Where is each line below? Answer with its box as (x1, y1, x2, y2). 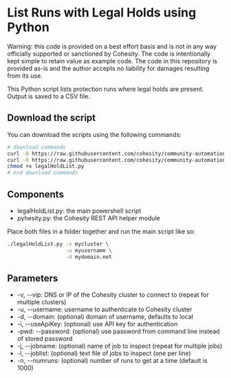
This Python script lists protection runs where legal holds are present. (7, 85, 204, 93)
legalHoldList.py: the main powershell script (16, 207, 142, 215)
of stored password (16, 335, 73, 343)
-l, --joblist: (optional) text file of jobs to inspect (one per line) (16, 349, 191, 357)
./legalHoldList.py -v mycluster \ (7, 240, 109, 247)
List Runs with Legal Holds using (7, 5, 197, 21)
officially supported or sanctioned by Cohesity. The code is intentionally (7, 50, 211, 58)
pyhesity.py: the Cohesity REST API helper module (16, 213, 160, 222)
